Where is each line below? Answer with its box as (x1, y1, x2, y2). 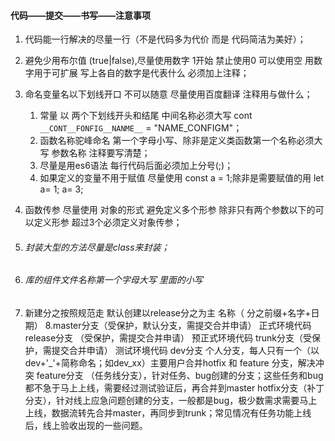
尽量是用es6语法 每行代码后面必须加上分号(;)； (39, 160, 234, 172)
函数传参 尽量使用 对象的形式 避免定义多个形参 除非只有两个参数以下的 (24, 204, 316, 216)
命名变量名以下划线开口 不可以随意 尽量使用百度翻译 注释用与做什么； (24, 88, 313, 100)
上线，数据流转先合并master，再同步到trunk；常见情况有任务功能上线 (24, 407, 312, 419)
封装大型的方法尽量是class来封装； (24, 241, 170, 253)
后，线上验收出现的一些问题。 (24, 420, 148, 432)
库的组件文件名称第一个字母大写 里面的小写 (24, 274, 203, 286)
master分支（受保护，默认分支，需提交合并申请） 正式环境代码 (53, 320, 312, 332)
